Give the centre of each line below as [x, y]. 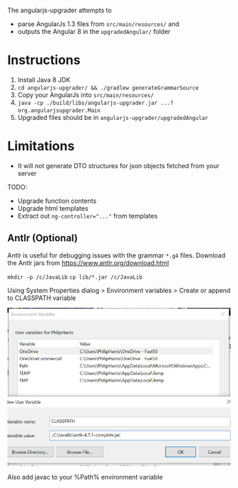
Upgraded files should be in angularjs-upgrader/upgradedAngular [113, 117]
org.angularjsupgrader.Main [59, 110]
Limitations [41, 146]
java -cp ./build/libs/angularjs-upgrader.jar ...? [95, 103]
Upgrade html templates [53, 208]
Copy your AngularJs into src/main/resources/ [86, 94]
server [27, 173]
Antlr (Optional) [42, 238]
